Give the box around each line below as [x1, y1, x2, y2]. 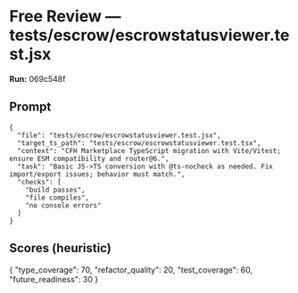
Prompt [9, 100, 52, 115]
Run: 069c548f [9, 73, 66, 84]
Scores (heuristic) [9, 240, 112, 256]
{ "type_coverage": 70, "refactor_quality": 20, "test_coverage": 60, [9, 265, 252, 275]
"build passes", [25, 185, 87, 194]
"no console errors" [25, 200, 102, 210]
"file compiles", [25, 193, 90, 202]
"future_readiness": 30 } [9, 273, 99, 284]
